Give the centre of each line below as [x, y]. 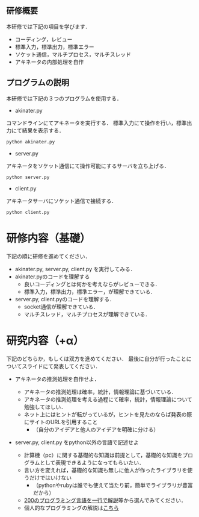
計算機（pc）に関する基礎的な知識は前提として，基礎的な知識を [103, 455]
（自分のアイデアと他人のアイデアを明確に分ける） [96, 430]
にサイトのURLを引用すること [61, 422]
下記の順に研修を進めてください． [48, 256]
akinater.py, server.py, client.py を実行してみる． [75, 269]
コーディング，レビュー [44, 39]
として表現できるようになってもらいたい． [92, 463]
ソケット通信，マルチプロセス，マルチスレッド [73, 54]
